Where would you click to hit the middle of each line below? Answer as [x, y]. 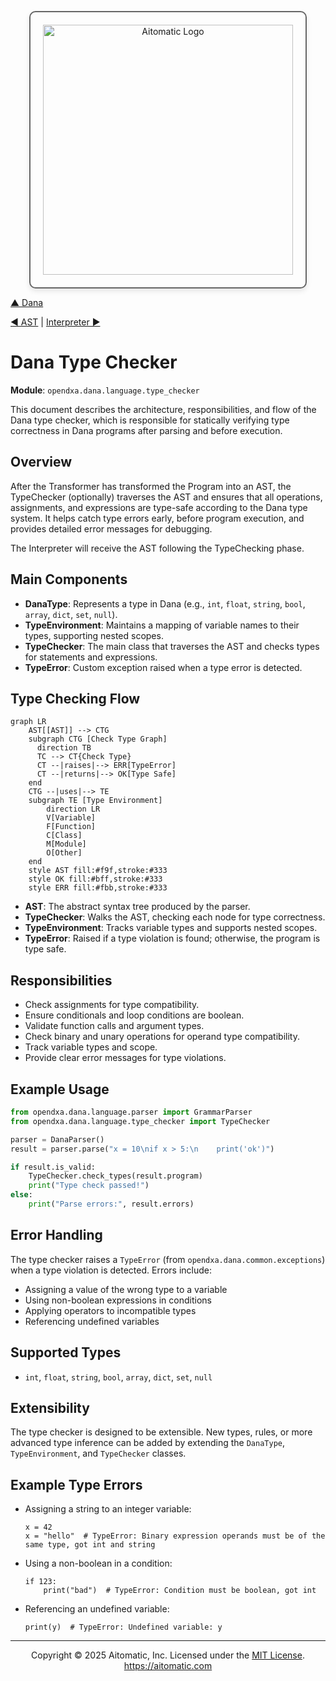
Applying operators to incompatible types [110, 1310]
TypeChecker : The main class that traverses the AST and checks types [172, 646]
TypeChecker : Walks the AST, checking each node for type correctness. [175, 917]
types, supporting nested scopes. [94, 635]
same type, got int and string [90, 1545]
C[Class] [64, 836]
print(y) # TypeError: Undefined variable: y [123, 1627]
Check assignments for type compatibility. [112, 1005]
